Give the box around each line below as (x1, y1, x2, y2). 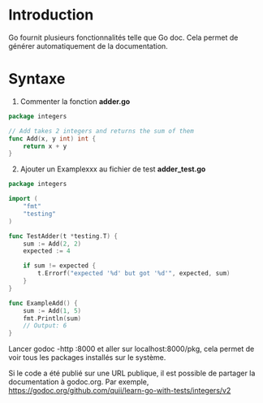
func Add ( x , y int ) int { (8, 134, 96, 143)
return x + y (23, 142, 67, 150)
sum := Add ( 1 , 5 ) (23, 306, 82, 314)
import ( (8, 195, 38, 203)
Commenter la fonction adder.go (19, 96, 131, 106)
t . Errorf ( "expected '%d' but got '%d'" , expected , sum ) (37, 270, 231, 278)
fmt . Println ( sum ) (23, 314, 82, 323)
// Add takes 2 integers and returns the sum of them (8, 127, 195, 135)
